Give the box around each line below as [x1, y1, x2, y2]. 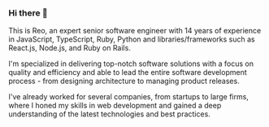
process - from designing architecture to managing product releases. [8, 77, 240, 86]
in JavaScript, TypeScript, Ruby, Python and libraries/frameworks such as [8, 34, 256, 44]
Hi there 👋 [8, 7, 49, 19]
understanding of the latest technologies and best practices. [8, 109, 211, 119]
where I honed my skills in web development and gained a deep [8, 101, 222, 111]
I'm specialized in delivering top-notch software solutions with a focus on [8, 59, 254, 68]
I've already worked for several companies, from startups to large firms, [8, 92, 249, 102]
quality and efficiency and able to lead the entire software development [8, 68, 247, 77]
